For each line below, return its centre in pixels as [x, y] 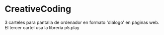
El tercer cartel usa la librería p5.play [42, 27]
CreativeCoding [38, 9]
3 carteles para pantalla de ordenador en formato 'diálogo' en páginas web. [82, 22]
